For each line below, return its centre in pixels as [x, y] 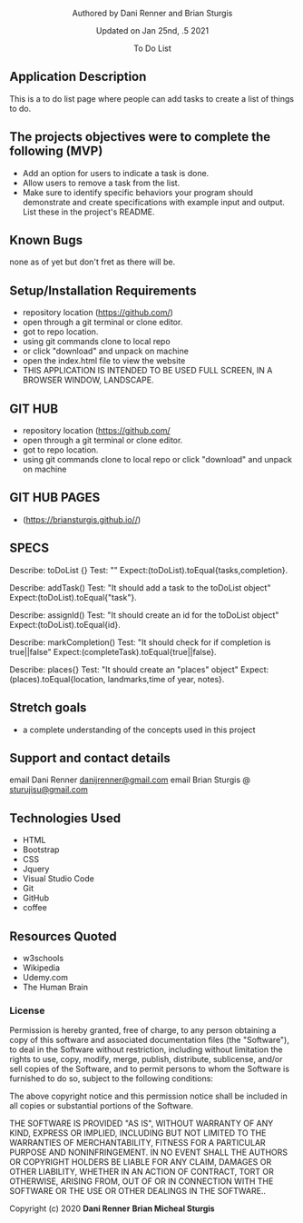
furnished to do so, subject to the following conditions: [111, 1079]
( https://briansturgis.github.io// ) [82, 519]
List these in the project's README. [89, 212]
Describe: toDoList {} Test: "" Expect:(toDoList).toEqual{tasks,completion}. [149, 570]
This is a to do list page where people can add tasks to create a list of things [152, 98]
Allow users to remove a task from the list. [101, 183]
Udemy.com [45, 977]
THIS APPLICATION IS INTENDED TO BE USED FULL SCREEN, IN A [147, 371]
